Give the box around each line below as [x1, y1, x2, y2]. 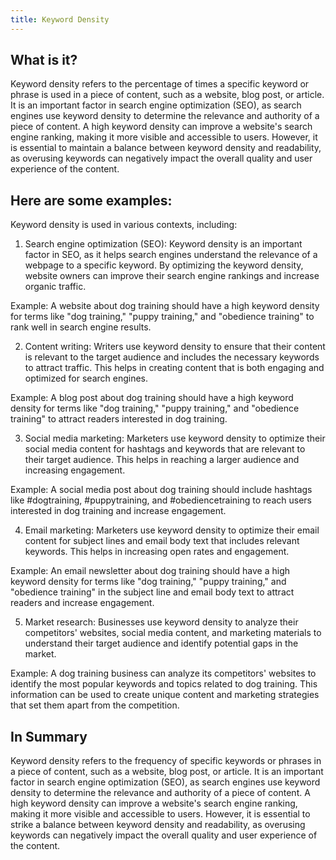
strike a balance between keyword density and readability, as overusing [10, 819, 306, 831]
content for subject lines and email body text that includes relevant [24, 535, 300, 547]
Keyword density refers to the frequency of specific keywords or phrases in [10, 755, 322, 767]
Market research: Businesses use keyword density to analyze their [24, 616, 299, 628]
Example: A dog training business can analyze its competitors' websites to [10, 667, 317, 680]
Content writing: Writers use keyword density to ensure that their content [24, 341, 326, 353]
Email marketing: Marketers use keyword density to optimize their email [24, 524, 320, 536]
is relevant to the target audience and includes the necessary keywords [24, 351, 320, 363]
